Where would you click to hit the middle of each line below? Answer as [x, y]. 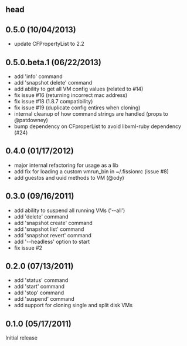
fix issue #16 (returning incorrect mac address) [71, 95]
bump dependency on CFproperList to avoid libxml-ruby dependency [97, 126]
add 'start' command [39, 287]
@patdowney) [31, 120]
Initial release [21, 338]
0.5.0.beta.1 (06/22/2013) [54, 62]
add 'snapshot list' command [49, 229]
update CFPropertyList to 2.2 [49, 44]
